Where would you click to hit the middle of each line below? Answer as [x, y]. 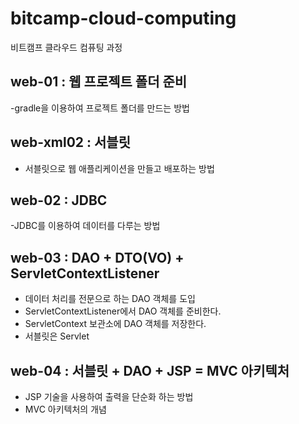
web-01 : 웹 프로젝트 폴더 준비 [99, 82]
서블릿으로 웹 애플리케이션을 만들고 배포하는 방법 [119, 168]
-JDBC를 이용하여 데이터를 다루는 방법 [85, 226]
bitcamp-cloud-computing [123, 18]
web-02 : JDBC [59, 200]
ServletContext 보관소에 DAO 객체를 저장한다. [115, 324]
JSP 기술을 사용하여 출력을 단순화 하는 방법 [109, 396]
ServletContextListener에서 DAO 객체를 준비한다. [123, 311]
